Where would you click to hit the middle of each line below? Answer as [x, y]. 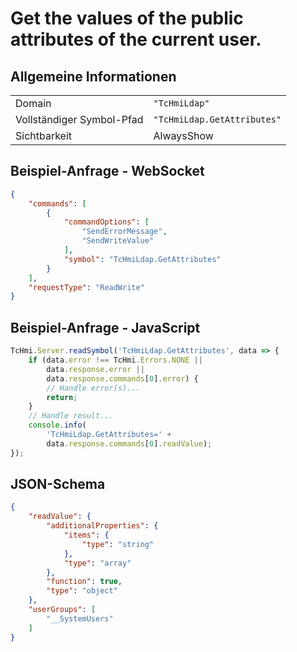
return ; [62, 397]
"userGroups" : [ [62, 610]
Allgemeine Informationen [93, 76]
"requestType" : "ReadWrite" [86, 287]
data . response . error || [95, 369]
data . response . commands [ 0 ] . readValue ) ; [129, 443]
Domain [33, 103]
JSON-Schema [58, 484]
